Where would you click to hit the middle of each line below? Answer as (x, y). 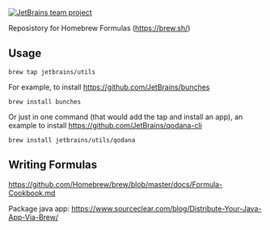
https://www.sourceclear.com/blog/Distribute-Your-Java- (167, 208)
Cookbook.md (32, 193)
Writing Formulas (53, 165)
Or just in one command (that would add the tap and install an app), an (126, 116)
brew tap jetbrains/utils (52, 72)
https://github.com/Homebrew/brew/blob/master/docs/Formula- (116, 184)
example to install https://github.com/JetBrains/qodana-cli (105, 125)
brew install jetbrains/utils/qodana (72, 140)
